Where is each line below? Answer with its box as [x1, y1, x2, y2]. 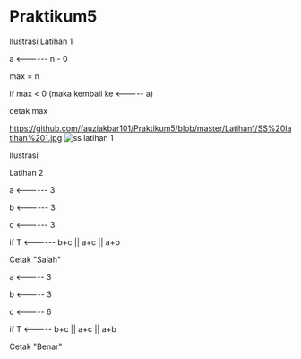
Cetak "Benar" [9, 341, 63, 352]
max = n [9, 70, 40, 82]
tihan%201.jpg [9, 132, 63, 143]
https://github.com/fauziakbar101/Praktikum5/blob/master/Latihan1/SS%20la [9, 123, 292, 134]
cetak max [9, 105, 48, 116]
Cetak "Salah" [9, 254, 61, 265]
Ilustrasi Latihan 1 [9, 36, 73, 47]
